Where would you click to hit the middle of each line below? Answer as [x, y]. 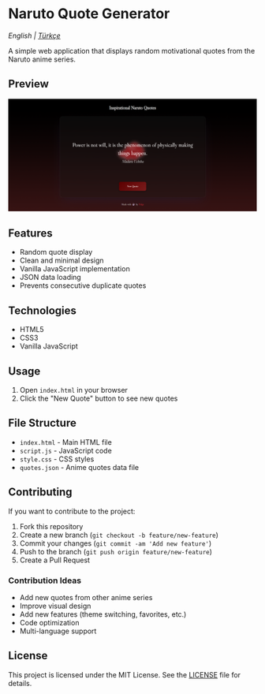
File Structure [42, 423]
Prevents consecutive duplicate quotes [83, 285]
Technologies [43, 310]
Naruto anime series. [42, 59]
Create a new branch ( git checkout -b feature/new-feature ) [119, 535]
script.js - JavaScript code [65, 450]
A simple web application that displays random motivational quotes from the [132, 50]
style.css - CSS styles [57, 459]
